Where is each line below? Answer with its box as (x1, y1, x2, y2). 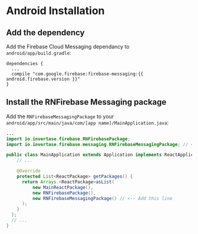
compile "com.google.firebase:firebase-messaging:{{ (11, 71, 144, 77)
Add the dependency (6, 28, 85, 38)
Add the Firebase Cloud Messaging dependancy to (6, 43, 130, 50)
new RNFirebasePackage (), (32, 190, 96, 196)
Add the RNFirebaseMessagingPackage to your (6, 113, 114, 120)
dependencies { (6, 61, 44, 66)
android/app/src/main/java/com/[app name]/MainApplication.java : (6, 119, 169, 126)
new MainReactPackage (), (32, 184, 94, 190)
